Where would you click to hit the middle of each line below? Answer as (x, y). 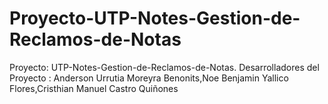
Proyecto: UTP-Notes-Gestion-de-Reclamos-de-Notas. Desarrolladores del (164, 67)
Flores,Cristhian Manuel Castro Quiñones (94, 88)
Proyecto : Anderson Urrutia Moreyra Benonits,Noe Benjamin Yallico (149, 78)
